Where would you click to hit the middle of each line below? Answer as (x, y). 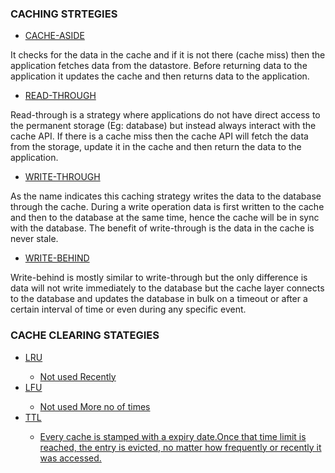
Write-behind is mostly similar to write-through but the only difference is (159, 278)
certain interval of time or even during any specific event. (128, 309)
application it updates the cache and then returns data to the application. (160, 76)
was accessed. (70, 458)
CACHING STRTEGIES (64, 14)
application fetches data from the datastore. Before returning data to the (159, 66)
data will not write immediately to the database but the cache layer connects (167, 288)
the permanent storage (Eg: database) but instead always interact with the (163, 126)
